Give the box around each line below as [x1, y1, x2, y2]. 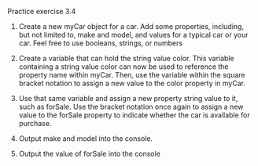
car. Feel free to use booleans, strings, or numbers [18, 38, 182, 48]
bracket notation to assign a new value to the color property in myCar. [18, 78, 245, 88]
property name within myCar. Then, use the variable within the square [18, 70, 245, 79]
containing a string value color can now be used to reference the [18, 62, 229, 71]
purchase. [18, 119, 52, 128]
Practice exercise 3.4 [7, 7, 76, 16]
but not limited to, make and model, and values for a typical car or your [18, 31, 249, 39]
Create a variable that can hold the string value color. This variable [18, 54, 234, 63]
